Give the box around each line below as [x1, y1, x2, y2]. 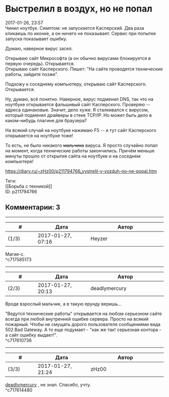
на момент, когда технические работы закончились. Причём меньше [5, 147, 155, 153]
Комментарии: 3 [5, 203, 60, 212]
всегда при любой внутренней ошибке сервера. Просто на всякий [5, 315, 149, 322]
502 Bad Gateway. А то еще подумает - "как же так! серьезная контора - [5, 327, 162, 333]
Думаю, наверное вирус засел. [5, 45, 73, 51]
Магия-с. [5, 251, 25, 257]
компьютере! [5, 158, 34, 164]
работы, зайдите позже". [5, 71, 59, 77]
